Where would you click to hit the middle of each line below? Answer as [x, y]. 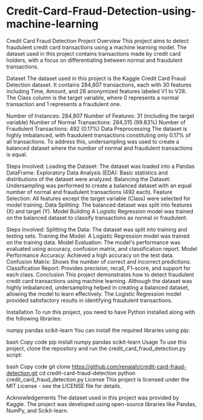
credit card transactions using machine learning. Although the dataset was [99, 281]
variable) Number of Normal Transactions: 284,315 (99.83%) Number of [96, 122]
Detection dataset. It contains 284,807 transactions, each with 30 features [99, 85]
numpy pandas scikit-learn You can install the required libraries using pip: [98, 330]
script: [14, 355]
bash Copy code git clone [38, 366]
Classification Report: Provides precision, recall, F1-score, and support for [98, 268]
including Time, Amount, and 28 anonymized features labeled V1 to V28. [96, 91]
